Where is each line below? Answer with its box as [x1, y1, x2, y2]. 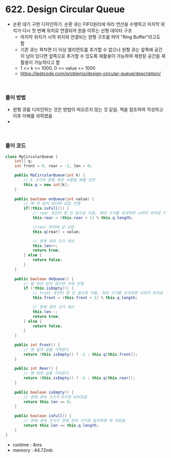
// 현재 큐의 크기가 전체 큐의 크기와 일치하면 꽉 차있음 [23, 418, 126, 423]
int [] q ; [14, 159, 33, 164]
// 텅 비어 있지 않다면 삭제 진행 [23, 281, 84, 286]
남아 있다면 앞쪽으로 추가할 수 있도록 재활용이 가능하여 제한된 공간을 [25, 52, 160, 59]
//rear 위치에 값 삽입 [32, 224, 74, 230]
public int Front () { [14, 342, 60, 347]
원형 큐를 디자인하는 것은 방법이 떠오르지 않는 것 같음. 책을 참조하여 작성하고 [12, 106, 164, 113]
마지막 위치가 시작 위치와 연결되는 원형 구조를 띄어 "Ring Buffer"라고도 [20, 34, 161, 40]
